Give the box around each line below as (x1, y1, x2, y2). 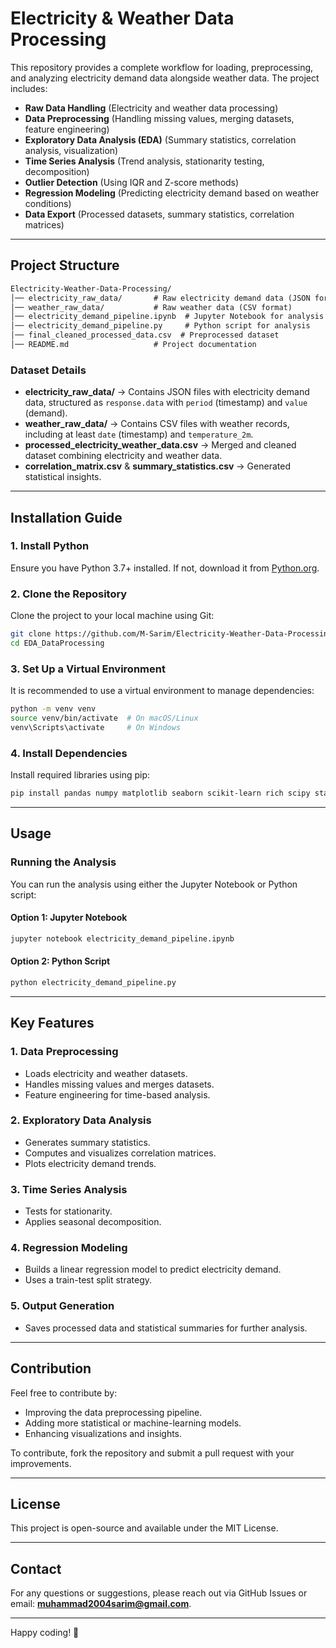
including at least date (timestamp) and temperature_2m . (24, 428, 254, 441)
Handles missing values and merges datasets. (24, 1078, 215, 1090)
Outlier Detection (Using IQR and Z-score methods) (24, 176, 240, 188)
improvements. (10, 1457, 72, 1469)
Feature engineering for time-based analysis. (24, 1088, 211, 1101)
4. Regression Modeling (10, 1241, 128, 1255)
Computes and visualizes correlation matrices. (24, 1147, 217, 1159)
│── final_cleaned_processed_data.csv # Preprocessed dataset (10, 330, 280, 341)
